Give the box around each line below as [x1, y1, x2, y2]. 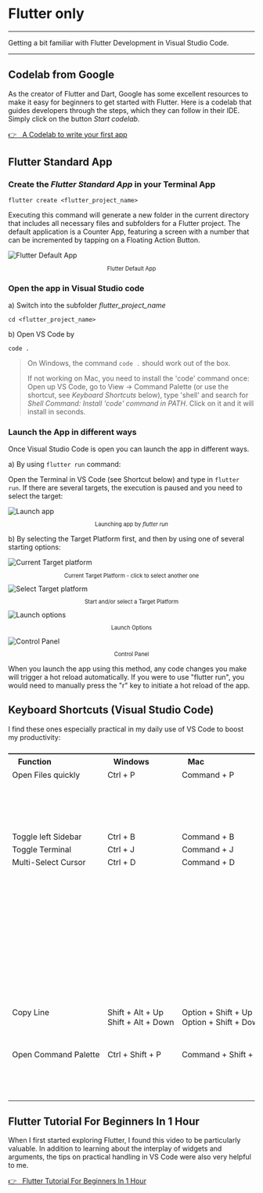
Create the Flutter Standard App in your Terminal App [8, 179, 216, 190]
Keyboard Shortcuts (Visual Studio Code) [8, 703, 214, 717]
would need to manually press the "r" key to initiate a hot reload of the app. [8, 680, 250, 690]
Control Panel [113, 650, 150, 658]
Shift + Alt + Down [107, 1016, 175, 1027]
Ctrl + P [107, 769, 135, 780]
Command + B [181, 831, 235, 842]
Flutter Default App [106, 265, 157, 272]
